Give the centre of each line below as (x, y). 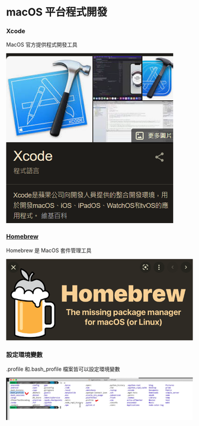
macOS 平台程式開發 (57, 12)
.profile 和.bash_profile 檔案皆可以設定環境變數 (63, 369)
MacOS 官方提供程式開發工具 (42, 44)
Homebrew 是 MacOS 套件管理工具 (49, 250)
